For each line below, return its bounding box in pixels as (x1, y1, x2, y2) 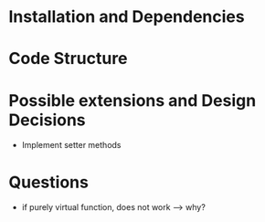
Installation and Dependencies (8, 6, 245, 27)
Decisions (8, 110, 86, 130)
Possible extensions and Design (8, 90, 257, 111)
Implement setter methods (21, 140, 122, 151)
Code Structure (8, 48, 128, 69)
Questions (8, 172, 89, 193)
